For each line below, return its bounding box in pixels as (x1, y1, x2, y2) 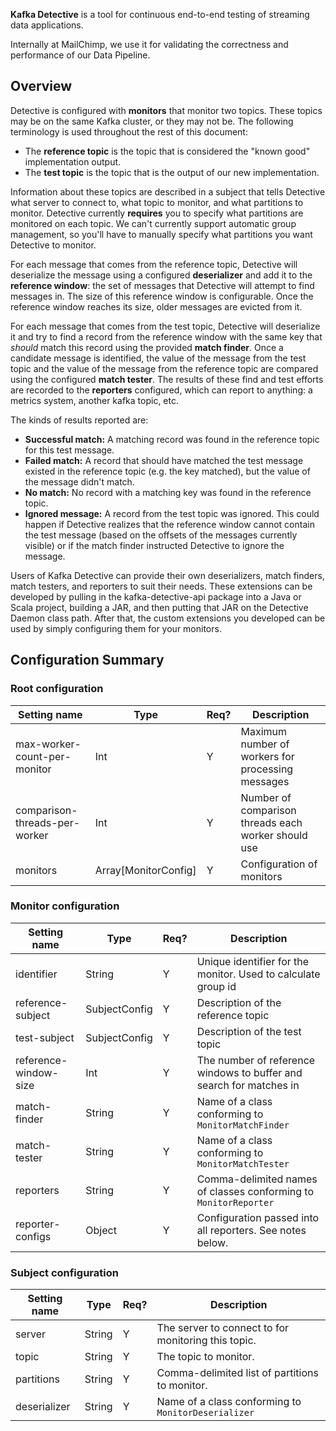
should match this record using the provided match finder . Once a (10, 341, 284, 353)
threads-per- (15, 815, 81, 829)
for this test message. (24, 444, 115, 456)
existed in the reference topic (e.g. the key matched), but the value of (24, 465, 311, 477)
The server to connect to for (156, 1321, 289, 1335)
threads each (240, 815, 303, 829)
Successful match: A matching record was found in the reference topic (24, 433, 320, 445)
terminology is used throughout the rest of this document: (10, 125, 248, 138)
